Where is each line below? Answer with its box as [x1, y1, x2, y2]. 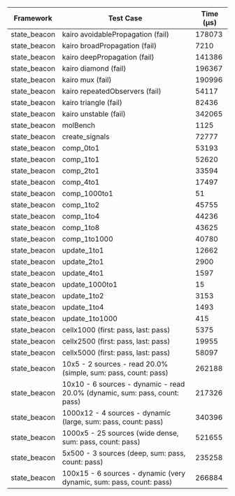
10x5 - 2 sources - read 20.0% [62, 360, 169, 369]
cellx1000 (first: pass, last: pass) [62, 325, 171, 334]
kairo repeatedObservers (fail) [62, 87, 162, 96]
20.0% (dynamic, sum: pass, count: [62, 388, 180, 397]
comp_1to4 [62, 211, 100, 221]
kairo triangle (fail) [62, 98, 122, 107]
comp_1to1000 [62, 234, 113, 243]
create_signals [62, 132, 110, 141]
